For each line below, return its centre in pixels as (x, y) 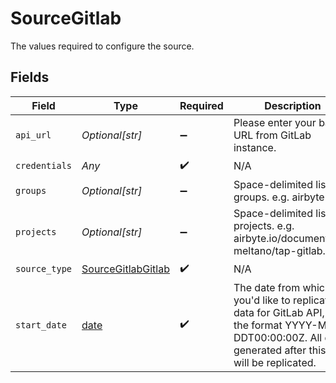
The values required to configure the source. (102, 46)
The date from (267, 287)
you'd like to (262, 300)
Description (293, 105)
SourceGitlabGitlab (125, 269)
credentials (44, 166)
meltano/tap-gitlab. (279, 250)
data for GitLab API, (279, 312)
